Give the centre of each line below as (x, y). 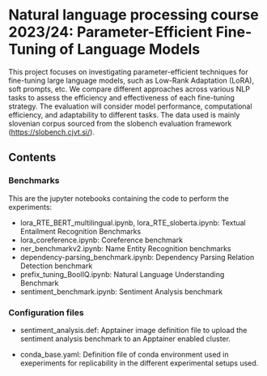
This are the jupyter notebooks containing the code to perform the (119, 198)
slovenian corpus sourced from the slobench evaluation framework (120, 123)
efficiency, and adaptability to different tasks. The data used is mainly (124, 114)
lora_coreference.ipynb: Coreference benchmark (102, 240)
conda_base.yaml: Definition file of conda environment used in (124, 354)
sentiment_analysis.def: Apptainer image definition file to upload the (133, 330)
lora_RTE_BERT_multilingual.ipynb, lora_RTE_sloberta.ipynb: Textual (133, 222)
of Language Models (130, 49)
